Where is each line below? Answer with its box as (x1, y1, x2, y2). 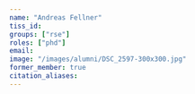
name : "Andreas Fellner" (9, 13, 102, 22)
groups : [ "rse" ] (9, 30, 70, 38)
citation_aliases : (9, 72, 78, 81)
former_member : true (9, 64, 87, 73)
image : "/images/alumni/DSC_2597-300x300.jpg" (9, 55, 187, 64)
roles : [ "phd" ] (9, 38, 66, 47)
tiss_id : (9, 21, 42, 30)
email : (9, 47, 34, 56)
